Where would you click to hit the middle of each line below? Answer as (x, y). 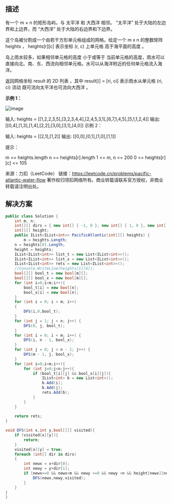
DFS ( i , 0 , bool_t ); (42, 312)
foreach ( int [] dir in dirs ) (46, 454)
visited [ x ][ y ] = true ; (39, 449)
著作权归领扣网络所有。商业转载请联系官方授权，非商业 (105, 180)
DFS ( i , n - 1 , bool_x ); (49, 340)
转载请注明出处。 (23, 186)
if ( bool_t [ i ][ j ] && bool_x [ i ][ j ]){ (72, 373)
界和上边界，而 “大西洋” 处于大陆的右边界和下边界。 (60, 29)
